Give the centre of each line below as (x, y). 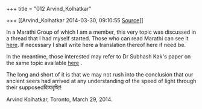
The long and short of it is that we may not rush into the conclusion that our (100, 74)
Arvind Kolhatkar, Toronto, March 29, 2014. (59, 99)
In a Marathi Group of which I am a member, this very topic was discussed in (101, 32)
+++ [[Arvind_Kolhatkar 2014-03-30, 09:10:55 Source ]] (75, 20)
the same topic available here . (44, 63)
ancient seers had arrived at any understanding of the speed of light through (101, 81)
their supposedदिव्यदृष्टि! (34, 87)
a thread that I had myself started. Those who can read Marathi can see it (97, 38)
